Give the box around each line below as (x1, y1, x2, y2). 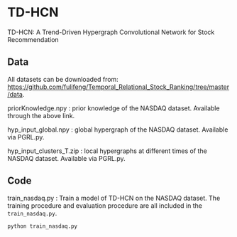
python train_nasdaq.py (7, 222, 78, 230)
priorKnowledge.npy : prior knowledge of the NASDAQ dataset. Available (7, 104, 220, 112)
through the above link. (7, 111, 75, 120)
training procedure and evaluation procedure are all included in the (7, 201, 202, 210)
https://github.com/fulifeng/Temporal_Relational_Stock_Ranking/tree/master (7, 83, 230, 91)
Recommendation (7, 35, 59, 43)
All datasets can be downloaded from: (7, 75, 118, 83)
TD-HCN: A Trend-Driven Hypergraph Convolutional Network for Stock (7, 28, 215, 36)
